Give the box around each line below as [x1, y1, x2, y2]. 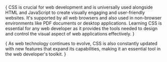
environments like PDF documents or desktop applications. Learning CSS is [5, 20, 162, 26]
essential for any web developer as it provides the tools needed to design [5, 25, 158, 31]
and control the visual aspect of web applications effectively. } [5, 31, 135, 36]
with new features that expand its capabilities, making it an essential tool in [5, 46, 161, 51]
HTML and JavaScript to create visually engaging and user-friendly [5, 9, 145, 15]
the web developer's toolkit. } [5, 51, 67, 57]
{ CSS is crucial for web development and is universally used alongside [5, 4, 153, 10]
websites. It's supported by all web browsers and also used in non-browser [5, 15, 162, 20]
